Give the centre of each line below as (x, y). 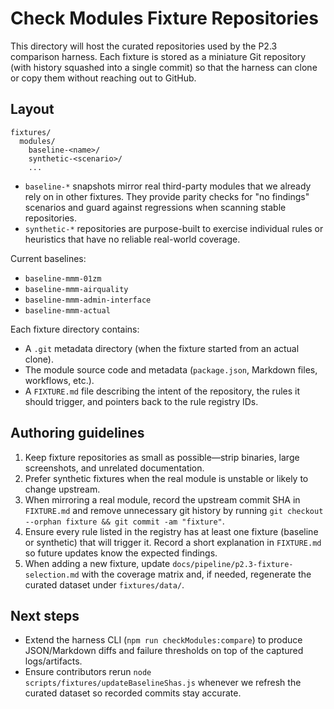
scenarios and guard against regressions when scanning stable (155, 207)
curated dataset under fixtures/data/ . (104, 584)
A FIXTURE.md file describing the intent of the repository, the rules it (162, 391)
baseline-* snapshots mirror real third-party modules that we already (168, 186)
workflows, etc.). (59, 380)
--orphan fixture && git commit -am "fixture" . (124, 521)
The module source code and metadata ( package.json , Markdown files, (171, 369)
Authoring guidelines (77, 433)
